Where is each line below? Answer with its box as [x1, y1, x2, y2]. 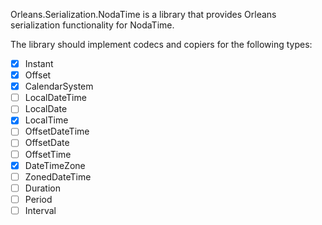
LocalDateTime [24, 92, 87, 104]
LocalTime [24, 114, 69, 126]
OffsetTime [24, 148, 72, 160]
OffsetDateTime [24, 125, 90, 138]
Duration [24, 182, 61, 194]
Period [24, 193, 53, 205]
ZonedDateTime [24, 170, 92, 183]
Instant [24, 58, 54, 69]
